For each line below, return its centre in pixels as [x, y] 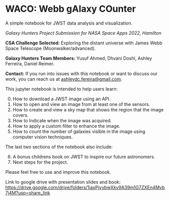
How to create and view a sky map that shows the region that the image [88, 109]
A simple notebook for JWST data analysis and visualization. [69, 23]
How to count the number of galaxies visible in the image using [79, 131]
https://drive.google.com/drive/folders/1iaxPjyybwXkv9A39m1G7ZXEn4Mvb [85, 187]
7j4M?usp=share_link [28, 193]
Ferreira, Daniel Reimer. [30, 63]
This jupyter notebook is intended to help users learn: [62, 89]
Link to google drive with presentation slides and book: [63, 182]
